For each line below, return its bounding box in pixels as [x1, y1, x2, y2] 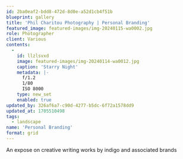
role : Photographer [6, 31, 55, 37]
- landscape [11, 119, 42, 125]
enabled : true [17, 97, 52, 103]
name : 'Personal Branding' [6, 125, 73, 131]
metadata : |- [17, 69, 49, 75]
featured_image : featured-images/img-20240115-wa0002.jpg [6, 25, 153, 31]
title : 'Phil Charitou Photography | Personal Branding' [6, 20, 150, 26]
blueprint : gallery [6, 14, 55, 20]
